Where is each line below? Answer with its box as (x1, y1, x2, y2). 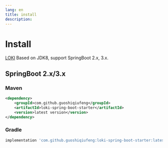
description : (5, 17, 32, 22)
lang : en (5, 7, 23, 13)
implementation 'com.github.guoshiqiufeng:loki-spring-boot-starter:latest (5, 137, 166, 143)
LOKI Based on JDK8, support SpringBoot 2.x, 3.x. (5, 55, 108, 61)
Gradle (5, 126, 22, 133)
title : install (5, 12, 37, 17)
